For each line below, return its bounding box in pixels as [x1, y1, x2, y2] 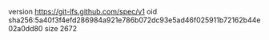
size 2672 [44, 24, 78, 33]
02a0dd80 [8, 24, 43, 33]
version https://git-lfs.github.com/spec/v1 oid [8, 7, 158, 16]
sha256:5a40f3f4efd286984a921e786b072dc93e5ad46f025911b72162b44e [8, 15, 261, 25]
